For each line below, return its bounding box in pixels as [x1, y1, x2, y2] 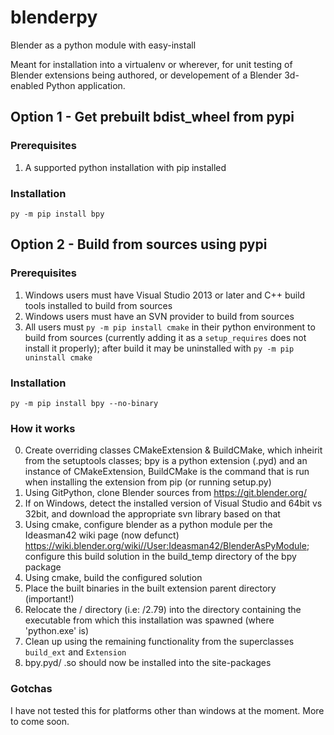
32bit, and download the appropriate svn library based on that [24, 508, 281, 520]
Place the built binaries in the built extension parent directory [24, 582, 277, 595]
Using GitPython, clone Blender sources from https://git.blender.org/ [24, 487, 307, 499]
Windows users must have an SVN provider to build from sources [24, 310, 295, 322]
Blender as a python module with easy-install [10, 39, 197, 51]
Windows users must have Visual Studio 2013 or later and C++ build [24, 289, 306, 301]
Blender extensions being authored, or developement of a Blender [10, 69, 283, 81]
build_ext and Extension [24, 646, 127, 658]
